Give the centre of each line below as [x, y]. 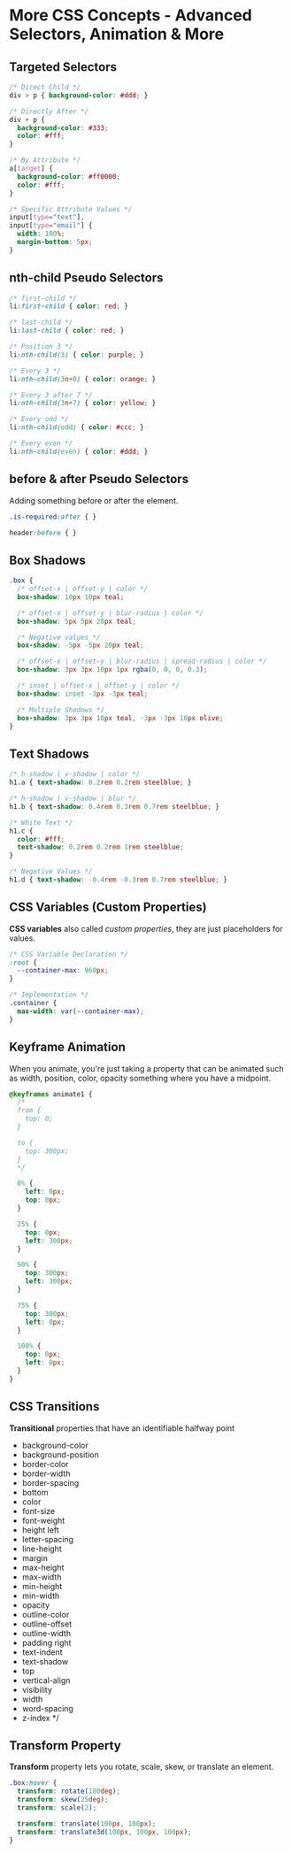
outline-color [46, 1614]
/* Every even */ [41, 443]
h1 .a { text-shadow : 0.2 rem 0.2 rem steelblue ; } [100, 783]
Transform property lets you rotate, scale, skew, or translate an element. [142, 1767]
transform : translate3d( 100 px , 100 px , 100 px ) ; [104, 1832]
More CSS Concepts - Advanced [131, 15]
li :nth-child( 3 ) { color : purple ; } [77, 355]
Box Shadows [47, 560]
